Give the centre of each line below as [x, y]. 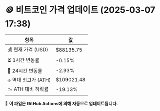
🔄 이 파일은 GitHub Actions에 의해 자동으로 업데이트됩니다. [61, 103]
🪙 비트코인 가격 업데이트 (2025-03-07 [80, 10]
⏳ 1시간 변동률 [24, 60]
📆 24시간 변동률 [25, 71]
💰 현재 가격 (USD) [28, 49]
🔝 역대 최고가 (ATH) [29, 80]
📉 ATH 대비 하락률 [28, 89]
